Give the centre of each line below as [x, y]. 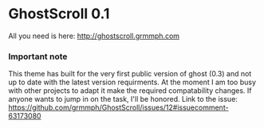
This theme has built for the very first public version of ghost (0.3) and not [130, 74]
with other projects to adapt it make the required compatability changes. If [130, 91]
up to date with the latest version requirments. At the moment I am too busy [132, 82]
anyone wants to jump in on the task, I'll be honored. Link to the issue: [123, 99]
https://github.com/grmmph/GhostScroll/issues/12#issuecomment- [118, 107]
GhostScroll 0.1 [59, 14]
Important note [38, 56]
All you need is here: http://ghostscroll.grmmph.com [94, 36]
